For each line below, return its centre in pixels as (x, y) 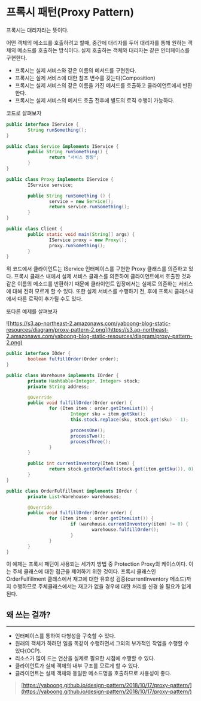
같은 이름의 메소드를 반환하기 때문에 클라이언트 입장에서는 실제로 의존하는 (92, 284)
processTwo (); (88, 436)
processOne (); (88, 430)
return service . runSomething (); (89, 207)
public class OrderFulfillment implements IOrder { (72, 491)
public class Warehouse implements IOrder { (63, 375)
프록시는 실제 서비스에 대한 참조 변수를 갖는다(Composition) (85, 78)
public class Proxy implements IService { (60, 179)
